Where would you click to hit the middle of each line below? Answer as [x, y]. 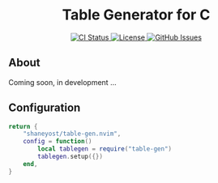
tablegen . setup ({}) [71, 157]
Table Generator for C [136, 15]
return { [23, 126]
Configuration [45, 108]
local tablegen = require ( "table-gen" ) [105, 149]
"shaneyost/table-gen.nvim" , [72, 134]
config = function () [58, 142]
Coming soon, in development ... [62, 82]
